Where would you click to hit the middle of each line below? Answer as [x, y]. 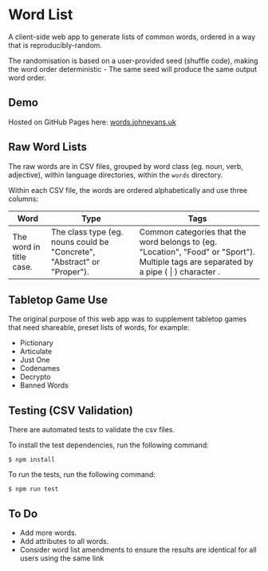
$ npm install [32, 460]
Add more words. [48, 533]
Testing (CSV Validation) [71, 410]
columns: [24, 199]
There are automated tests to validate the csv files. [92, 430]
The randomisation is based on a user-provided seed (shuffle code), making [133, 61]
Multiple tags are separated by [196, 262]
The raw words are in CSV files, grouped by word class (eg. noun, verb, [126, 166]
